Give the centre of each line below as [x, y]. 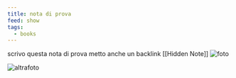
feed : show [23, 21]
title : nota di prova [39, 14]
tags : [15, 27]
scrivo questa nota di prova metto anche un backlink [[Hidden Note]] [108, 54]
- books [25, 34]
